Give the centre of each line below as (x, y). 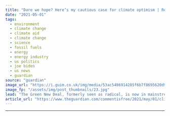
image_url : (17, 85)
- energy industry (29, 57)
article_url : (19, 99)
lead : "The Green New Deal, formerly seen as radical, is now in (75, 94)
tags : (11, 19)
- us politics (25, 62)
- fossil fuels (26, 47)
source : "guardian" (26, 80)
